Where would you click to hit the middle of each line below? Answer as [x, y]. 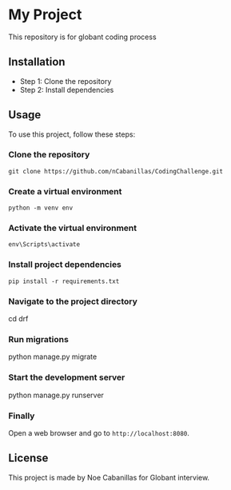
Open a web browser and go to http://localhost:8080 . [99, 432]
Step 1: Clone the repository [66, 81]
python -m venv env [41, 208]
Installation [37, 62]
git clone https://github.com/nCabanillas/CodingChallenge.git [116, 171]
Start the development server [67, 377]
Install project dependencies [65, 265]
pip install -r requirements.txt [64, 281]
